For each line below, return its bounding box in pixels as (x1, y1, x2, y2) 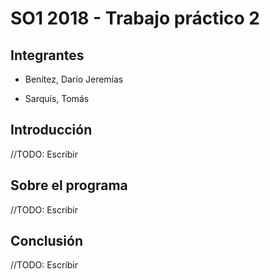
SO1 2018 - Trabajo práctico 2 (10, 7, 260, 30)
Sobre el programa (10, 177, 128, 194)
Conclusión (10, 233, 84, 250)
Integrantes (10, 47, 85, 64)
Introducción (10, 122, 93, 139)
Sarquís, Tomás (24, 93, 90, 104)
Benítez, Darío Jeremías (24, 73, 124, 85)
